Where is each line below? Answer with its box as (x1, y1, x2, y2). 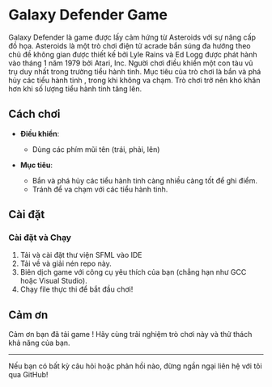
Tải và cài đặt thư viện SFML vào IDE (19, 250, 142, 260)
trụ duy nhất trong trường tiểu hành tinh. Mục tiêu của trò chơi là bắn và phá (8, 66, 261, 76)
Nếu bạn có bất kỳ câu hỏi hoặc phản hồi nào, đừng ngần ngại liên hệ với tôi (8, 361, 262, 371)
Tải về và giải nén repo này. (19, 259, 112, 268)
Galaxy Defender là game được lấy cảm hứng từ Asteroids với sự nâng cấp (8, 32, 257, 42)
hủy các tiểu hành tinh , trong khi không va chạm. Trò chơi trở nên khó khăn (8, 75, 261, 85)
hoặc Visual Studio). (19, 276, 87, 286)
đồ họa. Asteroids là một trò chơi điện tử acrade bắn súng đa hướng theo (8, 40, 251, 50)
